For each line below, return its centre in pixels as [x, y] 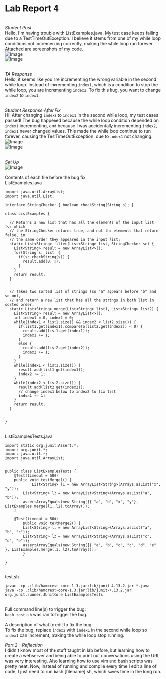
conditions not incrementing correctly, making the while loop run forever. [79, 43]
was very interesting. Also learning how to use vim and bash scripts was [79, 661]
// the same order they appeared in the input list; [65, 239]
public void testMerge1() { [43, 480]
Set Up [12, 162]
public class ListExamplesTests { [41, 471]
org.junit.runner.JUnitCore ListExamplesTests [54, 594]
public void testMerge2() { [52, 523]
